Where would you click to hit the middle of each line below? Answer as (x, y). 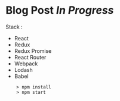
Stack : (14, 27)
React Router (30, 57)
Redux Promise (33, 50)
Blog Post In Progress (60, 10)
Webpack (26, 64)
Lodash (24, 70)
